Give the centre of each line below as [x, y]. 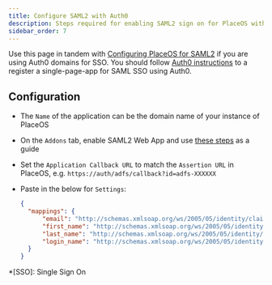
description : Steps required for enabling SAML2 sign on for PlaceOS [128, 23]
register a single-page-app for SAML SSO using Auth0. [100, 71]
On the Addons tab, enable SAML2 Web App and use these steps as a [135, 140]
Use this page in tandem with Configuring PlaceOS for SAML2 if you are [128, 54]
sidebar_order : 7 [38, 31]
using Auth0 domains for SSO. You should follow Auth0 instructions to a [128, 62]
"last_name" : [64, 234]
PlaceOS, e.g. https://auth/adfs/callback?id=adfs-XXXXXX [118, 173]
